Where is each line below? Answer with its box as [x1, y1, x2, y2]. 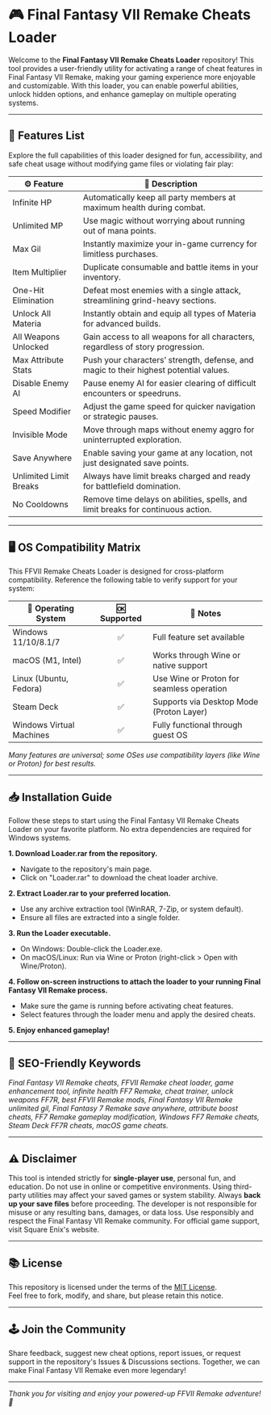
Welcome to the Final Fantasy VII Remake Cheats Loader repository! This [8, 55, 254, 65]
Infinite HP [12, 196, 52, 208]
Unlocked [12, 341, 49, 352]
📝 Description [144, 178, 198, 189]
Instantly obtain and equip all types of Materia [83, 308, 256, 319]
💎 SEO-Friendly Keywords [8, 1056, 141, 1070]
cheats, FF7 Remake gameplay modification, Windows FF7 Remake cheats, [8, 1112, 260, 1122]
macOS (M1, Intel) [12, 654, 82, 666]
